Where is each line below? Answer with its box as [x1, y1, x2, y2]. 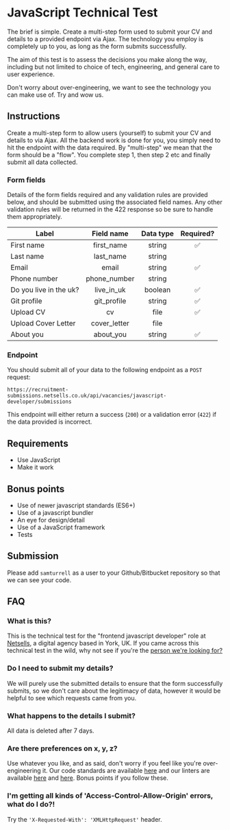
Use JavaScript [16, 456, 60, 464]
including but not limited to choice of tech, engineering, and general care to [7, 62, 220, 71]
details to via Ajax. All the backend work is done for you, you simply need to [7, 136, 221, 144]
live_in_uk [94, 285, 126, 295]
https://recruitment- [7, 387, 69, 393]
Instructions [7, 111, 60, 122]
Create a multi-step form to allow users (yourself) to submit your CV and [7, 128, 212, 137]
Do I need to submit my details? [7, 664, 114, 673]
